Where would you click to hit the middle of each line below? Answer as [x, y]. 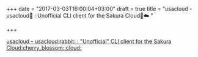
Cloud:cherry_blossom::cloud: [44, 48]
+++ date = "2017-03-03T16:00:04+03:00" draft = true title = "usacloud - [99, 9]
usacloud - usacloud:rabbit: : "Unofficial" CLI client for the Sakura [89, 41]
